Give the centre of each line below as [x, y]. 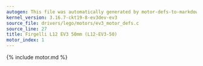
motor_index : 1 [25, 40]
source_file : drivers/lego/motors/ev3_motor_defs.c [72, 23]
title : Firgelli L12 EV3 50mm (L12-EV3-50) [62, 35]
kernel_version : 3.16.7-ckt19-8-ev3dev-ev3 [62, 18]
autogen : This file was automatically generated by [72, 12]
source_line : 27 [27, 29]
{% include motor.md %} [37, 57]
